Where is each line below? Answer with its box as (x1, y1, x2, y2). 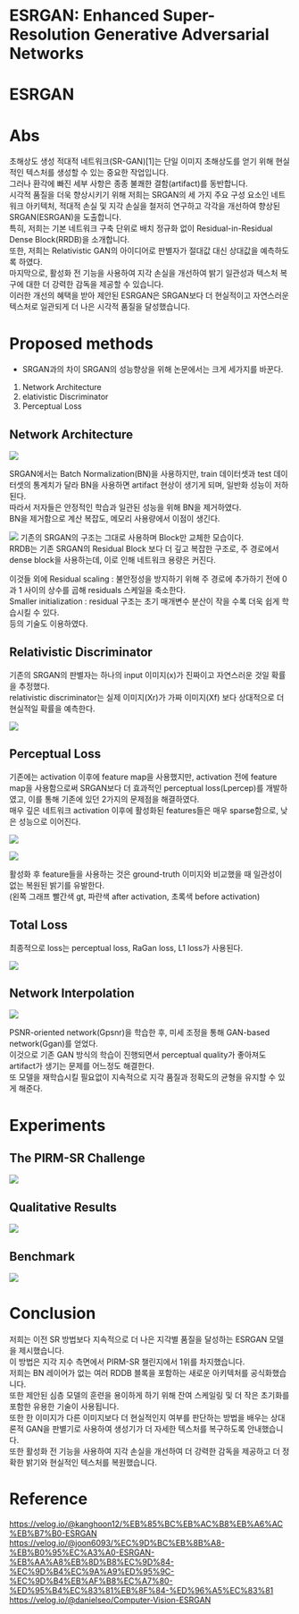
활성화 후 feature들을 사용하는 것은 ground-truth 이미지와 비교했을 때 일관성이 (9, 869, 283, 879)
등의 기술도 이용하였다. (9, 618, 88, 629)
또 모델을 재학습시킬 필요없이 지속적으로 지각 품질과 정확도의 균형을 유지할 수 (9, 1072, 277, 1083)
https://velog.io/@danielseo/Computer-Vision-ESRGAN (9, 1594, 212, 1605)
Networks (9, 44, 85, 64)
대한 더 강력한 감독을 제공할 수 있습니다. (25, 279, 164, 290)
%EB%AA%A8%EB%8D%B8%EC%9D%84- (9, 1556, 174, 1567)
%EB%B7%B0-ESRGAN (9, 1527, 98, 1539)
